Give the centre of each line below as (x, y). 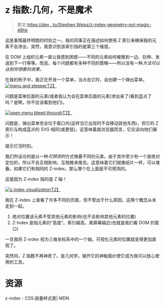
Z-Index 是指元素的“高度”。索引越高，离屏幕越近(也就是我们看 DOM (81, 223)
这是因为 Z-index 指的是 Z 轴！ (36, 179)
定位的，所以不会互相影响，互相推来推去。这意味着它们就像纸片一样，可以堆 (82, 162)
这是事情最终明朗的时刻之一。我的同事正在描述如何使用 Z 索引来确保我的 (79, 40)
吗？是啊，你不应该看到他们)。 (36, 102)
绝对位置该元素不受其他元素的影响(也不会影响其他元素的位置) (74, 216)
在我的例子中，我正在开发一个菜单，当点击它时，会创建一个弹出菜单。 (76, 80)
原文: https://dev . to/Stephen (46, 25)
